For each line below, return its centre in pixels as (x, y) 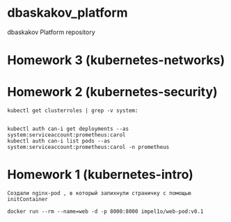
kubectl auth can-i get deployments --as (68, 129)
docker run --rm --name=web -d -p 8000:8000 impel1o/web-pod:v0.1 (105, 212)
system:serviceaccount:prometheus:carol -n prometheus (88, 148)
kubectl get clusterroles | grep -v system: (73, 111)
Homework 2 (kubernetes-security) (112, 92)
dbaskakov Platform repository (51, 32)
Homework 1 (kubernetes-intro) (100, 175)
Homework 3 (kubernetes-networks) (116, 60)
